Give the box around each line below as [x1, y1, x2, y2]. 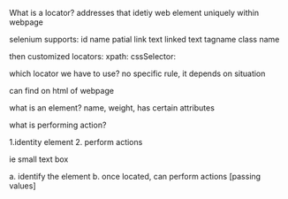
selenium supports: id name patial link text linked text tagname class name [9, 34, 280, 44]
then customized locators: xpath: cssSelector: [9, 51, 177, 61]
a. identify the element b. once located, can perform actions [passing [9, 172, 261, 181]
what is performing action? [9, 119, 107, 130]
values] [9, 180, 36, 191]
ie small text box [9, 154, 69, 165]
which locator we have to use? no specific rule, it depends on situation [9, 68, 266, 79]
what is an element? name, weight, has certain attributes [9, 103, 215, 113]
